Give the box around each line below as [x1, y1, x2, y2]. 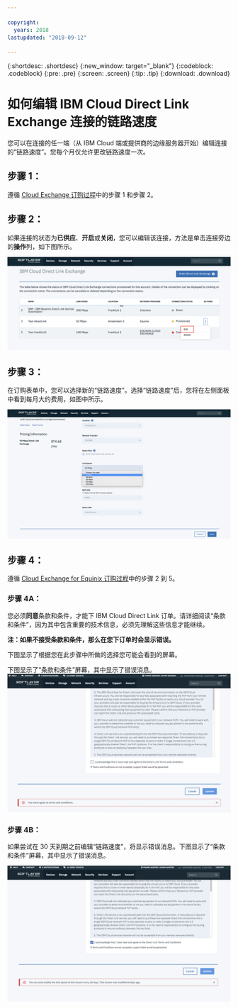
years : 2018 [13, 26, 50, 33]
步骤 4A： [7, 594, 42, 604]
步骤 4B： [7, 825, 41, 835]
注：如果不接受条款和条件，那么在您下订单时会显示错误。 [7, 635, 175, 644]
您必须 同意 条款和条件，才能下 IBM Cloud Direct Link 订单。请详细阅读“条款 [7, 611, 226, 620]
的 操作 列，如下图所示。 [7, 242, 76, 251]
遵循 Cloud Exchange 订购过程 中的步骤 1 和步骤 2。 [7, 190, 157, 198]
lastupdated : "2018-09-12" [7, 34, 87, 41]
